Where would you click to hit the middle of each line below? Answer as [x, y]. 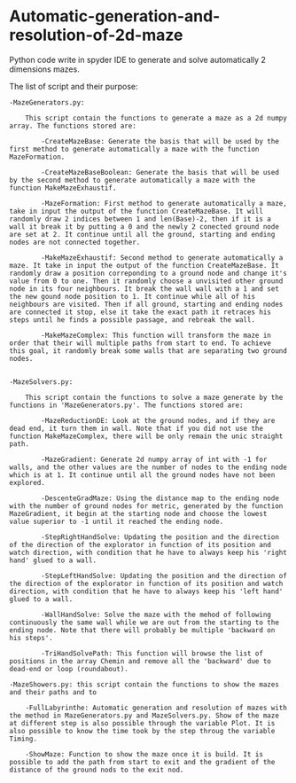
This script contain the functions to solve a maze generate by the [154, 397]
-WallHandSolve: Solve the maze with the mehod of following [156, 615]
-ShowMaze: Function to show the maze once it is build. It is [144, 754]
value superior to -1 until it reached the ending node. [117, 521]
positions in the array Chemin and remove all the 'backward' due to [140, 661]
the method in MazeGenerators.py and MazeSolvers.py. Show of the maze [144, 716]
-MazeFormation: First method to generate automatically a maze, [164, 203]
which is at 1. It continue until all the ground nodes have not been [142, 475]
